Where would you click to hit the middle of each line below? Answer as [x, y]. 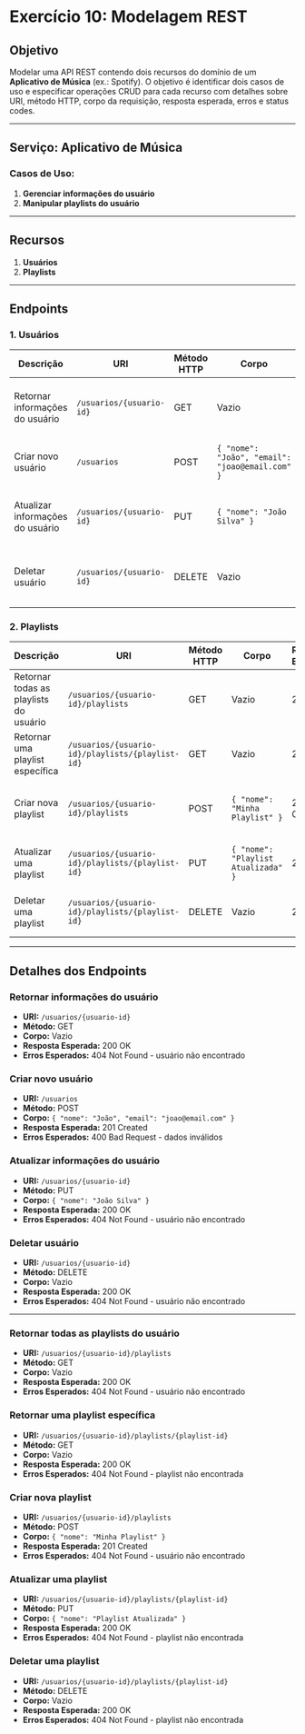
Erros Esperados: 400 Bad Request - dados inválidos [123, 1137]
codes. [22, 110]
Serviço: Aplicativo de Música [96, 148]
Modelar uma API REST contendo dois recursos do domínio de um [133, 72]
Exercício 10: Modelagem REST [128, 17]
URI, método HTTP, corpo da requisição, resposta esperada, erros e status [149, 101]
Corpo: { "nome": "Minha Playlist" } [94, 1536]
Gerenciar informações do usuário [89, 194]
